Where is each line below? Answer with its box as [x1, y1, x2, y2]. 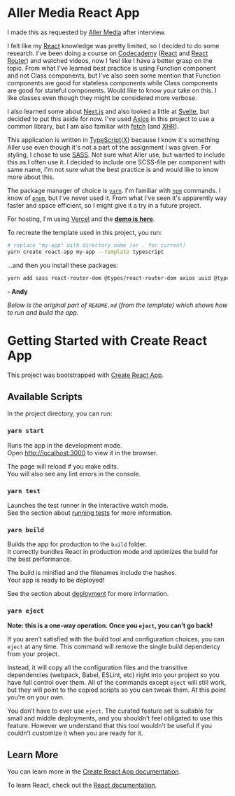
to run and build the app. [7, 308, 79, 316]
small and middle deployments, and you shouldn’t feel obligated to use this [7, 713, 222, 722]
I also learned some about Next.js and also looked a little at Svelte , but [7, 107, 210, 115]
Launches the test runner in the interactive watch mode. [7, 501, 169, 509]
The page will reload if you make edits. [7, 462, 119, 470]
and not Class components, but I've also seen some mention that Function [7, 71, 221, 80]
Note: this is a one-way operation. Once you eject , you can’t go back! [7, 621, 213, 630]
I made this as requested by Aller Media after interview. [7, 28, 166, 36]
